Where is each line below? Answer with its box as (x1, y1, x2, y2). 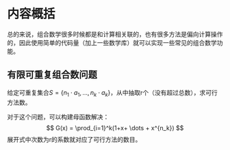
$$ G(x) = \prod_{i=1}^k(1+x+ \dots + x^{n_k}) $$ (46, 123, 184, 132)
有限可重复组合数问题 (7, 69, 97, 80)
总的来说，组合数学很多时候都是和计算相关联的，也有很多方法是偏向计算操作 (7, 30, 223, 38)
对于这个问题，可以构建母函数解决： (7, 112, 110, 121)
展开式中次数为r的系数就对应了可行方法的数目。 (7, 135, 142, 143)
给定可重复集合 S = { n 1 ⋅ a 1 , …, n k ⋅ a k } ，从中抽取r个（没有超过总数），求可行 (7, 88, 218, 98)
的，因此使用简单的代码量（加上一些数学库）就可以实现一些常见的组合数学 (7, 38, 217, 46)
